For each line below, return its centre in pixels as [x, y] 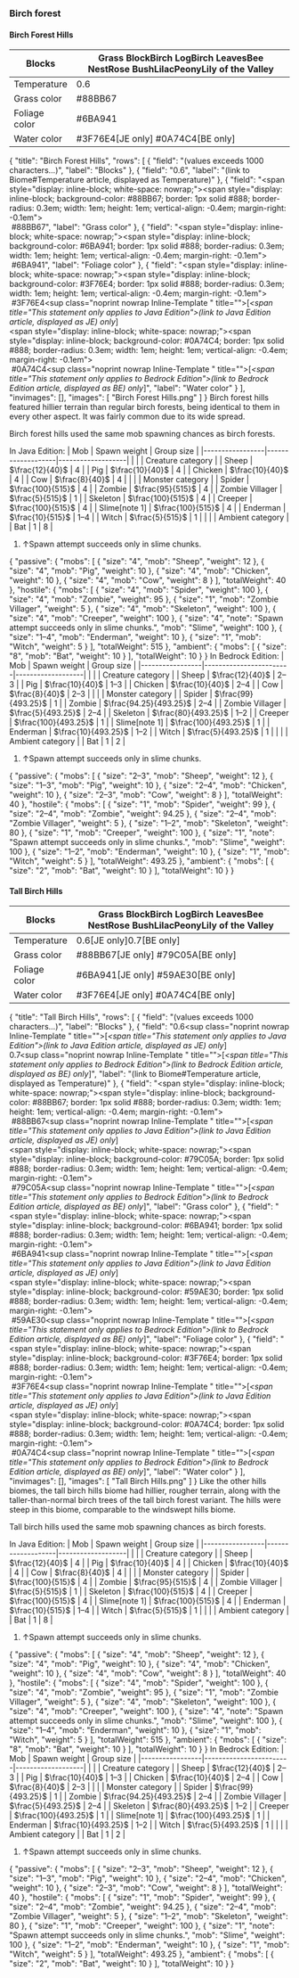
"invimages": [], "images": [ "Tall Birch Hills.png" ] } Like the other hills [138, 1481]
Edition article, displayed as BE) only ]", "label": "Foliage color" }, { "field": [144, 1339]
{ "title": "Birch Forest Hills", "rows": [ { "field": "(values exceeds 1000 [137, 161]
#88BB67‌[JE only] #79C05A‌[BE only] [157, 955]
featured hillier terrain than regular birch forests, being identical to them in [145, 407]
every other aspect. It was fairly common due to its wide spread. [127, 416]
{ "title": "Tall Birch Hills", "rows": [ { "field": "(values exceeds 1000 [131, 1017]
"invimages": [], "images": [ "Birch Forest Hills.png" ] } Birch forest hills [139, 398]
